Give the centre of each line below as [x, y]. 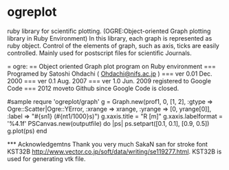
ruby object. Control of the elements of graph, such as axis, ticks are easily [113, 45]
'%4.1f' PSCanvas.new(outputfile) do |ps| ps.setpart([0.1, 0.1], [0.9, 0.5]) [108, 123]
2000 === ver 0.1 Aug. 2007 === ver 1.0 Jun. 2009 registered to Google [109, 81]
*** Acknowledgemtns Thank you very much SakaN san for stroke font [108, 144]
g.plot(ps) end [27, 131]
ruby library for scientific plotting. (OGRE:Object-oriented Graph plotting [109, 31]
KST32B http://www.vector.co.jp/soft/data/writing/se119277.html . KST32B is [115, 151]
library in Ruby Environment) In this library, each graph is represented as [110, 38]
